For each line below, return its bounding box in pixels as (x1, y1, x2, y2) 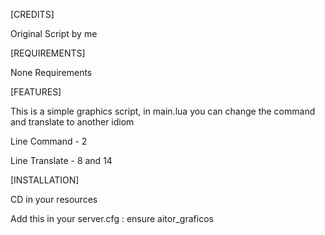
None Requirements (10, 67, 93, 78)
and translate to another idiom (10, 116, 135, 128)
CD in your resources (10, 194, 98, 205)
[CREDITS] (10, 9, 55, 20)
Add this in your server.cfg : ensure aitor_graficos (10, 213, 214, 224)
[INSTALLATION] (10, 174, 80, 186)
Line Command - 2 (10, 135, 88, 147)
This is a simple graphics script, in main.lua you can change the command (10, 105, 316, 117)
